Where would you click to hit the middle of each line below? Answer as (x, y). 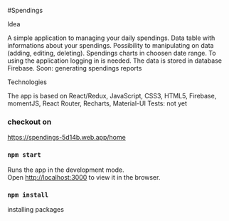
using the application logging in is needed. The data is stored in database (115, 61)
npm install (28, 195)
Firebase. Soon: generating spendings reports (75, 68)
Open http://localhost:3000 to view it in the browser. (84, 177)
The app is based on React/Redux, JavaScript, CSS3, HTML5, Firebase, (112, 96)
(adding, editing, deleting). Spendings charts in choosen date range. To (112, 53)
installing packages (36, 209)
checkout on (30, 122)
